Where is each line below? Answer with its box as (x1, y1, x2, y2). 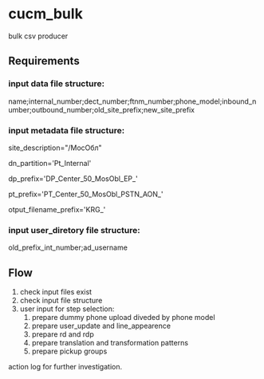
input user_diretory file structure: (8, 224, 141, 235)
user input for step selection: (19, 304, 115, 314)
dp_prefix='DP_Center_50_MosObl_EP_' (8, 173, 138, 184)
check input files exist (19, 287, 93, 297)
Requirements (8, 54, 80, 68)
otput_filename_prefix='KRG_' (8, 204, 106, 214)
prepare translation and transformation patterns (31, 338, 189, 348)
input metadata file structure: (8, 124, 125, 136)
